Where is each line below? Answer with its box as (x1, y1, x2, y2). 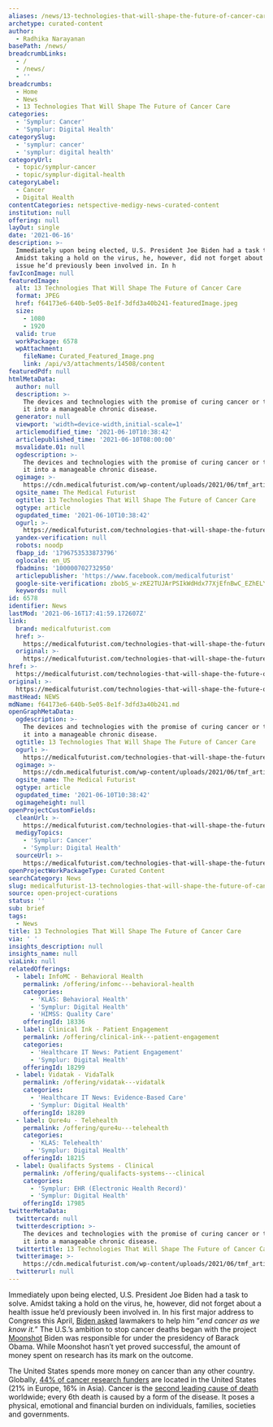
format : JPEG (15, 292, 60, 300)
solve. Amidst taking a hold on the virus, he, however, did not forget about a (8, 1298, 262, 1308)
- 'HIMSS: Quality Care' (29, 1010, 115, 1019)
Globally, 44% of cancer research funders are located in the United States (8, 1374, 258, 1384)
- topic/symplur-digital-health (15, 171, 126, 179)
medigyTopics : (15, 829, 63, 837)
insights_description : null (8, 942, 104, 950)
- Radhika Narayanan (15, 34, 85, 43)
